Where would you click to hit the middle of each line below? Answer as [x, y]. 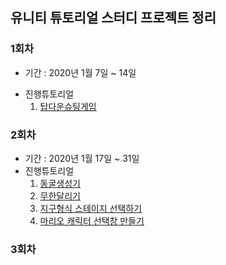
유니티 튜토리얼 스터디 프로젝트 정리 [113, 18]
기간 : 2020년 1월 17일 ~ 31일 [82, 158]
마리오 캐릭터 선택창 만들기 [92, 220]
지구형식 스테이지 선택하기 [91, 208]
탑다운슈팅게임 [68, 106]
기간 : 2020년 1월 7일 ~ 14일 [80, 72]
